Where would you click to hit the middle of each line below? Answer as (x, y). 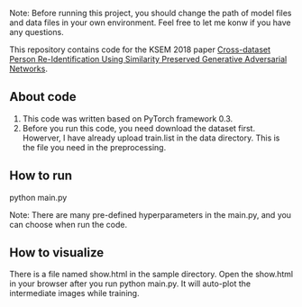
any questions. (37, 32)
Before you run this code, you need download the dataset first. (138, 128)
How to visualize (57, 253)
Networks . (28, 68)
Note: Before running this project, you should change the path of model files (151, 13)
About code (43, 97)
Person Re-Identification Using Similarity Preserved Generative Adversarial (148, 59)
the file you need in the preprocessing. (94, 147)
